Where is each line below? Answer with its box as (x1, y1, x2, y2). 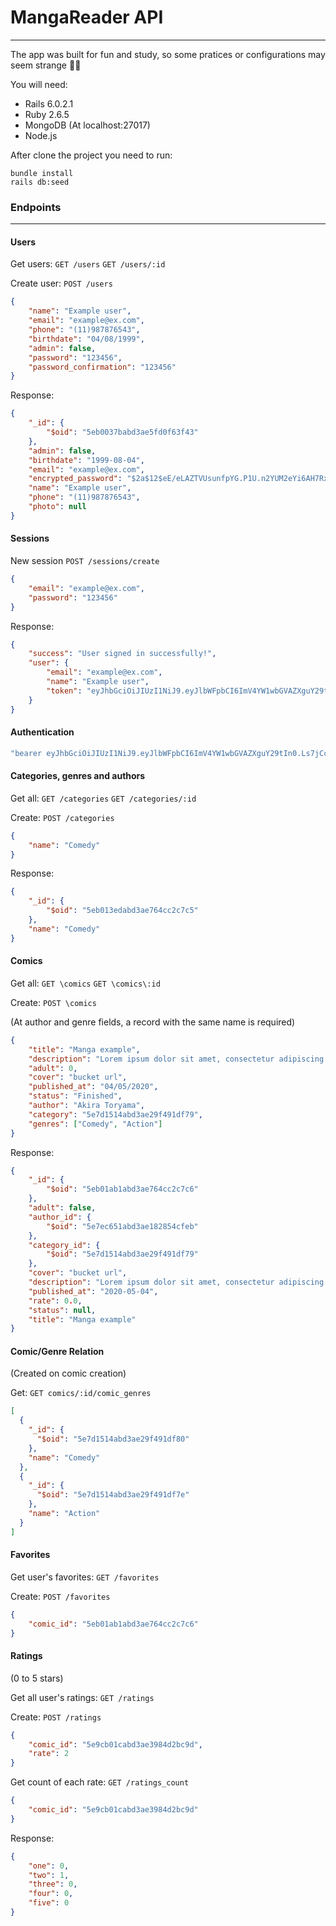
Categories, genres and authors (10, 770, 146, 782)
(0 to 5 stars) (10, 1672, 64, 1684)
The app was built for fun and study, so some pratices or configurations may (10, 48, 326, 60)
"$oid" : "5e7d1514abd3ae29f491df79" (46, 1249, 199, 1260)
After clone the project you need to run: (10, 149, 173, 161)
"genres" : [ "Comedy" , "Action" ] (28, 1119, 163, 1129)
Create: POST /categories (10, 811, 115, 823)
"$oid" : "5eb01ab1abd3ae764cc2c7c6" (46, 1184, 199, 1195)
